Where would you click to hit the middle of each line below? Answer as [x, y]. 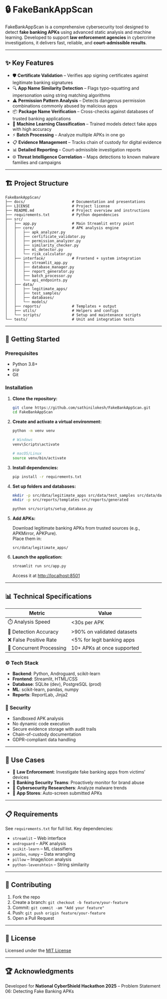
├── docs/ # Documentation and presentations [75, 202]
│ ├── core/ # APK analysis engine [62, 228]
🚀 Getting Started [33, 339]
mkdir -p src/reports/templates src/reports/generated [70, 500]
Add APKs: [24, 519]
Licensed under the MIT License [38, 950]
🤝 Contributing [28, 885]
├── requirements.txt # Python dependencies [62, 215]
